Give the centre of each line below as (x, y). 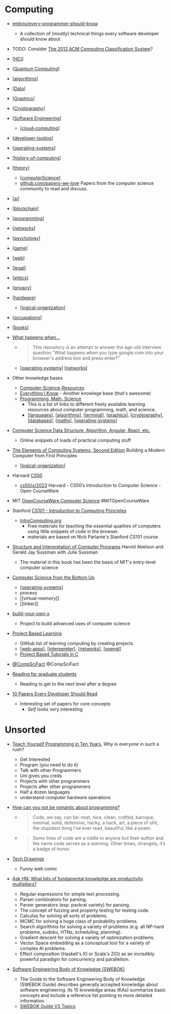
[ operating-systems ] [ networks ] (54, 368)
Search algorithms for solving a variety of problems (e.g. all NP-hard (92, 927)
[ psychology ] (26, 238)
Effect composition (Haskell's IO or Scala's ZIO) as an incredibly (87, 954)
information (32, 1001)
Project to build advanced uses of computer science (75, 623)
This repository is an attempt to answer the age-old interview (97, 347)
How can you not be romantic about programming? (66, 807)
